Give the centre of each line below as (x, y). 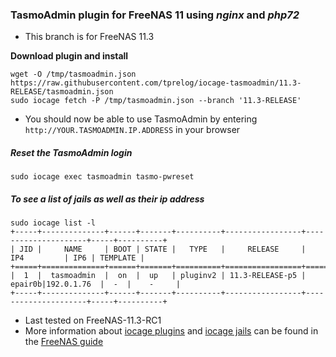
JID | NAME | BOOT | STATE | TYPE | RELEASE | (163, 249)
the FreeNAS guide (64, 342)
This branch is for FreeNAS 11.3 (89, 37)
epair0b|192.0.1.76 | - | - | (96, 284)
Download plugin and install (69, 56)
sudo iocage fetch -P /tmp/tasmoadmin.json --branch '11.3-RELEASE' (156, 101)
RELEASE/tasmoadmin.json (62, 92)
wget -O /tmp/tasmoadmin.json (73, 74)
